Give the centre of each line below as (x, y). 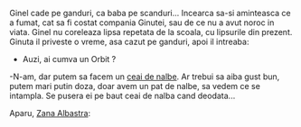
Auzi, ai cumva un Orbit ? (69, 59)
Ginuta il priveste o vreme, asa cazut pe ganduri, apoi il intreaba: (129, 41)
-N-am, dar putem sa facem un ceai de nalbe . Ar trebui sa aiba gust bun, (145, 77)
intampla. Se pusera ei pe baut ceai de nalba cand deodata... (122, 95)
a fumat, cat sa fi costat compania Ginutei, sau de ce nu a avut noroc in (142, 23)
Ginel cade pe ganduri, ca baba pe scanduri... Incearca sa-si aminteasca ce (150, 13)
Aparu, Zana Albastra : (50, 113)
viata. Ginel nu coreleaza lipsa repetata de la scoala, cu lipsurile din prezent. (151, 32)
